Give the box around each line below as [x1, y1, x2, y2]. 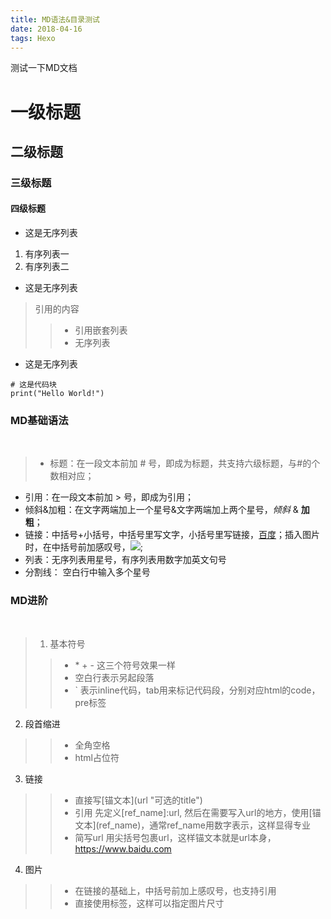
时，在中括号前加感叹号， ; [24, 541, 144, 553]
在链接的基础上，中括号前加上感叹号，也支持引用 [74, 884, 277, 896]
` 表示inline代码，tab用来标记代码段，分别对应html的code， [74, 684, 321, 696]
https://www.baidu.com [74, 842, 172, 855]
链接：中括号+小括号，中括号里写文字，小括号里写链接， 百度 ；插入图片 [24, 529, 321, 541]
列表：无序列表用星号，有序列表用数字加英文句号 [24, 554, 227, 566]
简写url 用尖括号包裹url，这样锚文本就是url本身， [74, 831, 277, 843]
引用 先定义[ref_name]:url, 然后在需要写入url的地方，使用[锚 [74, 806, 322, 818]
